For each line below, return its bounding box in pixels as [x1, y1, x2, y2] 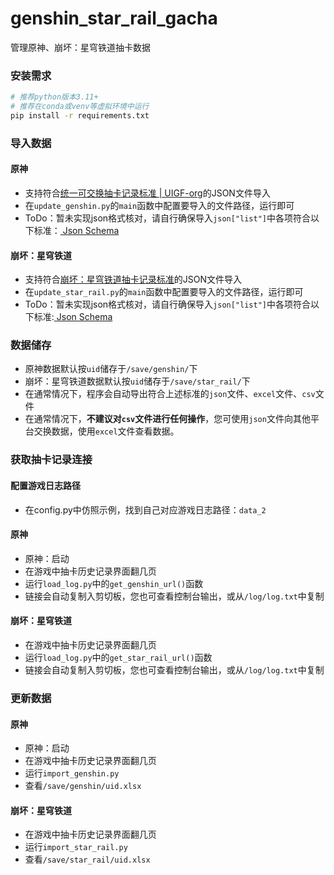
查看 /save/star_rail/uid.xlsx [24, 853, 151, 866]
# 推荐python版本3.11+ [10, 92, 99, 102]
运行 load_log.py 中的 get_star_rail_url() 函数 [24, 652, 213, 664]
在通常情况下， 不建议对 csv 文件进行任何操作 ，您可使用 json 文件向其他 [24, 413, 311, 425]
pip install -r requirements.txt [10, 110, 150, 121]
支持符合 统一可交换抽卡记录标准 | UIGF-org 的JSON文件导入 [24, 187, 271, 199]
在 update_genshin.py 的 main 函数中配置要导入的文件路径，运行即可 [24, 199, 295, 211]
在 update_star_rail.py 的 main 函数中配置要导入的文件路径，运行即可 [24, 286, 304, 298]
